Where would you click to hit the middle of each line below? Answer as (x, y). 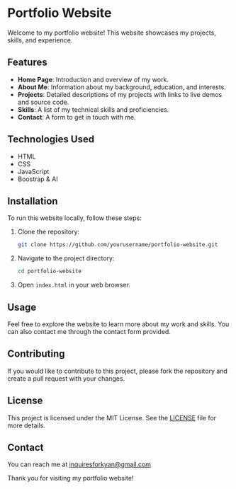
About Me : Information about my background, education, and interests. (122, 87)
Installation (33, 201)
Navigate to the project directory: (66, 258)
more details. (27, 425)
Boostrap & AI (38, 179)
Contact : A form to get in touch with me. (77, 117)
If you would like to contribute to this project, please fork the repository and (118, 371)
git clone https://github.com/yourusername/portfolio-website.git (118, 245)
